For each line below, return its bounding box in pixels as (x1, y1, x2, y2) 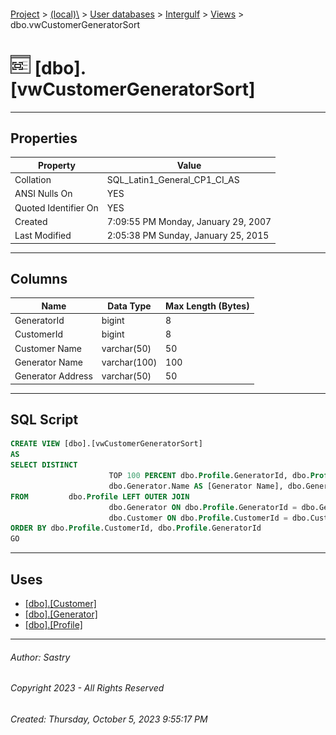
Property (37, 159, 76, 171)
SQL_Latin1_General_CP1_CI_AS (106, 174, 240, 186)
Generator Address (14, 370, 93, 382)
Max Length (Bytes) (165, 300, 250, 312)
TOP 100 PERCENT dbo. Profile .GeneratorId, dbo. (108, 471, 311, 481)
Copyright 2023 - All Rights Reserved (10, 682, 165, 694)
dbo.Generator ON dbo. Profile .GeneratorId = (108, 502, 298, 512)
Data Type (107, 300, 152, 312)
